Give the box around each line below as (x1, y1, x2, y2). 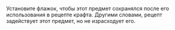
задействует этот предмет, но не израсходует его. (6, 18, 136, 24)
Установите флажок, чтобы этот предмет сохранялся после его (6, 5, 170, 12)
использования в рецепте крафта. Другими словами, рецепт (6, 11, 163, 18)
